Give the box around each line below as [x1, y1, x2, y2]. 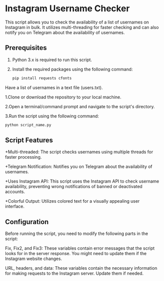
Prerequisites [5, 44, 47, 52]
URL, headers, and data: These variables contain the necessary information [5, 265, 158, 271]
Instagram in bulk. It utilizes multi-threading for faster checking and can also [5, 24, 159, 30]
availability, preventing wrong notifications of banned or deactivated [5, 184, 143, 189]
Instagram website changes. [5, 256, 62, 262]
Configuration [5, 217, 49, 226]
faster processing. [5, 154, 42, 160]
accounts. [5, 189, 25, 195]
